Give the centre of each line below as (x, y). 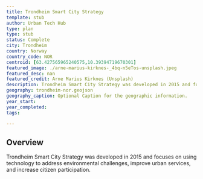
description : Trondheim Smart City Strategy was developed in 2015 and (98, 85)
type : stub (20, 34)
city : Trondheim (27, 46)
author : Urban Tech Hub (36, 23)
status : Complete (28, 40)
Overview (25, 142)
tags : (13, 113)
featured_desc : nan (31, 74)
